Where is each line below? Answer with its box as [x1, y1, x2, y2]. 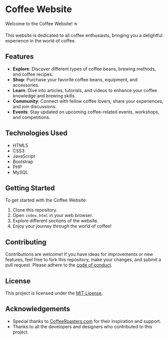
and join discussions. [12, 103, 57, 109]
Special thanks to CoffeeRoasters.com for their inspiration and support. [12, 318, 161, 324]
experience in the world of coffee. [5, 37, 76, 44]
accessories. [12, 82, 39, 88]
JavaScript [12, 153, 35, 159]
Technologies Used [5, 129, 67, 138]
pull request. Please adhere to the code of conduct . [5, 262, 113, 268]
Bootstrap [12, 158, 33, 164]
